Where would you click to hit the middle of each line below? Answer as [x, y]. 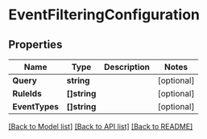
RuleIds [27, 94]
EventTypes [35, 106]
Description [127, 67]
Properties [35, 45]
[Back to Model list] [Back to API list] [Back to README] [101, 127]
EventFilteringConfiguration [104, 15]
